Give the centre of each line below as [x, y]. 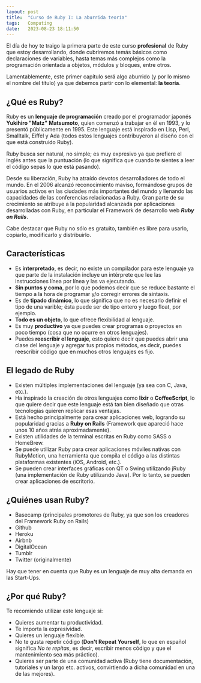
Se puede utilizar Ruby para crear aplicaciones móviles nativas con [98, 449]
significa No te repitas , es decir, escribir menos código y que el [93, 648]
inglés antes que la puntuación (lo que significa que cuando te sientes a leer [100, 160]
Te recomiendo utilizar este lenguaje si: [55, 611]
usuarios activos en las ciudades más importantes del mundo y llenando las [100, 191]
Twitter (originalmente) [43, 559]
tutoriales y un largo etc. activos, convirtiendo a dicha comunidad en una [105, 667]
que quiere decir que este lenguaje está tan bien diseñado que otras [99, 404]
